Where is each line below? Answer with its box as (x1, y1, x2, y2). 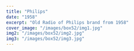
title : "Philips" (6, 8, 48, 15)
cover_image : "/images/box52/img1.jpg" (6, 25, 103, 31)
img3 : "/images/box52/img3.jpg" (6, 36, 84, 42)
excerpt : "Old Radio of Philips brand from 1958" (6, 19, 129, 25)
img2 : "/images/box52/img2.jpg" (6, 30, 84, 36)
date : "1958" (6, 14, 38, 20)
